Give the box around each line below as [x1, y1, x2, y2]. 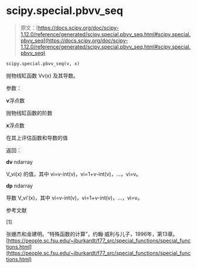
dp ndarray [6, 182, 33, 189]
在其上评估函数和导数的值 [6, 134, 68, 141]
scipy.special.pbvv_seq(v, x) [6, 60, 80, 67]
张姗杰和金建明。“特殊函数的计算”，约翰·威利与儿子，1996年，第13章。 [6, 230, 178, 238]
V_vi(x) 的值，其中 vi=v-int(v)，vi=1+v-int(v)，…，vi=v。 [6, 170, 142, 177]
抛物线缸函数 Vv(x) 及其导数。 [6, 72, 79, 79]
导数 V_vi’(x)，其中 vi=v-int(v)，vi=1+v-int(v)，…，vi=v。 [6, 194, 143, 201]
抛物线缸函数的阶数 [6, 109, 53, 116]
